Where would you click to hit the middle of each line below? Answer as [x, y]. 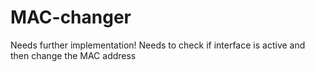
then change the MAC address [73, 55]
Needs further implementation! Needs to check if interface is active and [158, 45]
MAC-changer [71, 17]
